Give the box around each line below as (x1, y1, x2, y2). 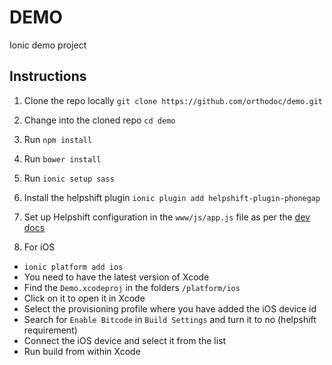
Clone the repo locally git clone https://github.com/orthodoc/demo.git (23, 94, 323, 106)
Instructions (9, 68, 87, 85)
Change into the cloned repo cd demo (23, 114, 176, 126)
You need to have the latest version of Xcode (23, 271, 210, 283)
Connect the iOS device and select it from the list (23, 334, 227, 346)
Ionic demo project (9, 39, 87, 51)
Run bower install (23, 152, 102, 165)
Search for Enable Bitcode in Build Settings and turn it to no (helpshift (23, 313, 317, 325)
